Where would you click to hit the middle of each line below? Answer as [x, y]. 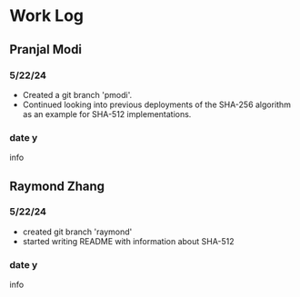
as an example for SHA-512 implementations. [107, 114]
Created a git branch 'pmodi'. [77, 94]
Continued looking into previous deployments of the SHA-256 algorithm [156, 104]
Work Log [47, 16]
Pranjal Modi [46, 49]
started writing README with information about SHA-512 [128, 241]
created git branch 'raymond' [77, 232]
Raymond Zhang [57, 186]
